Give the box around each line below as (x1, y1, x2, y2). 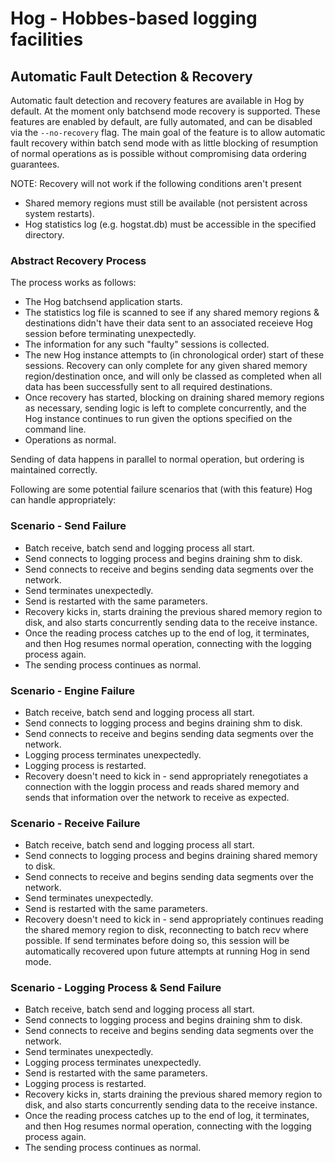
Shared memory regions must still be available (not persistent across (24, 197, 308, 209)
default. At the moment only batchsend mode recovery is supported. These (10, 105, 321, 117)
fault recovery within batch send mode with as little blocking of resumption (10, 137, 319, 149)
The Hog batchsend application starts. (24, 296, 183, 308)
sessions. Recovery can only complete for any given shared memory (24, 360, 308, 372)
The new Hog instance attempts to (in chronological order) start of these (24, 349, 325, 361)
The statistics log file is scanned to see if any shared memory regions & (24, 307, 320, 319)
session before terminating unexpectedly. (24, 328, 197, 340)
